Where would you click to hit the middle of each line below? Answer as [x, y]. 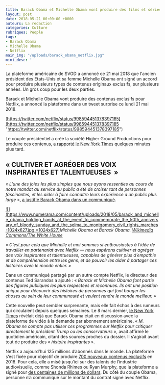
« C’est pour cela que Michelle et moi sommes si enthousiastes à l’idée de [81, 245]
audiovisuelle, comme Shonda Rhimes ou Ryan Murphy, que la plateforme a [82, 367]
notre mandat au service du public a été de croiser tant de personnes [76, 189]
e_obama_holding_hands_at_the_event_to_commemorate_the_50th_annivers [82, 220]
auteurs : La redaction [29, 23]
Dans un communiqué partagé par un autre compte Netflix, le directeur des [81, 275]
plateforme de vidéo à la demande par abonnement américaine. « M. [75, 321]
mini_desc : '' [20, 60]
